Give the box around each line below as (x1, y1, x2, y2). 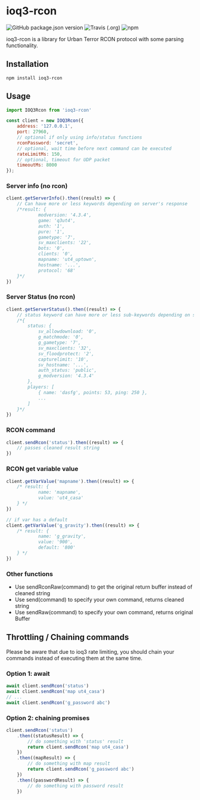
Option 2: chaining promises (6, 713, 90, 722)
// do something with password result (27, 783, 124, 789)
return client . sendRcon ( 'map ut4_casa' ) (27, 744, 129, 750)
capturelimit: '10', (37, 356, 89, 362)
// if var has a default (6, 516, 68, 523)
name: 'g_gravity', (37, 533, 86, 540)
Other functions (6, 570, 54, 578)
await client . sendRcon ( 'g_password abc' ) (6, 700, 111, 706)
